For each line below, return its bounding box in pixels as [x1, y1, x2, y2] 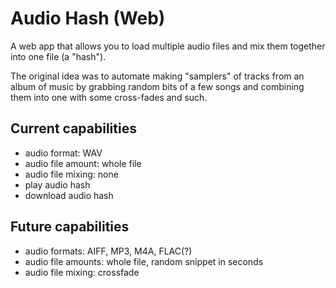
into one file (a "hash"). [10, 50, 107, 62]
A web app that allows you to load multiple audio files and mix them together [10, 40, 326, 52]
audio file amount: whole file [24, 157, 142, 169]
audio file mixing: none [24, 168, 119, 180]
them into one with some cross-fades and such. [10, 91, 208, 103]
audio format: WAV [24, 147, 103, 159]
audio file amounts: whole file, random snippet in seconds [24, 255, 264, 267]
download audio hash [24, 189, 114, 201]
